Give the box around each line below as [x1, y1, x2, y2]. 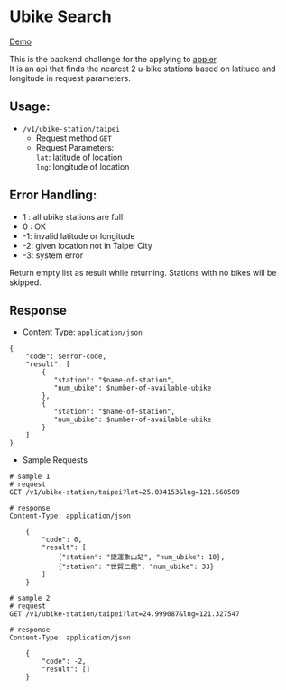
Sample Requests [22, 455, 88, 465]
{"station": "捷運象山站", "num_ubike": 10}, [57, 553, 226, 562]
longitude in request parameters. [9, 72, 131, 83]
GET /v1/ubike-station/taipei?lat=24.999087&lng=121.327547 [9, 610, 241, 619]
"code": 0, [42, 535, 83, 545]
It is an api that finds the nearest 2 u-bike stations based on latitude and [9, 63, 277, 74]
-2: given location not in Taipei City [22, 240, 153, 251]
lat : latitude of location [35, 152, 123, 162]
